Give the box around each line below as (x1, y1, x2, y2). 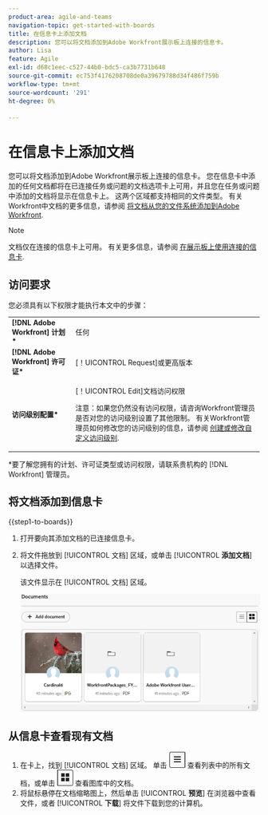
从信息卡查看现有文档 (8, 730, 113, 742)
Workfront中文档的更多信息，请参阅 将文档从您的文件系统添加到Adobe (8, 201, 240, 211)
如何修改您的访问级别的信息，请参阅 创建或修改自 (89, 423, 253, 433)
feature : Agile (8, 55, 59, 63)
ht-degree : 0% (8, 97, 56, 105)
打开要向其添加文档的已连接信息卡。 (19, 533, 140, 543)
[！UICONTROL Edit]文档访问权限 (75, 386, 186, 396)
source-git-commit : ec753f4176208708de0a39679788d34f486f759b (8, 72, 219, 80)
